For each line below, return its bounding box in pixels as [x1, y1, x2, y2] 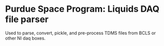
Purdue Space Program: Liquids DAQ [5, 3, 160, 15]
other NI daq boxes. [5, 35, 46, 41]
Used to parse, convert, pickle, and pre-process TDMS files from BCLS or [5, 30, 156, 36]
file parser [5, 14, 49, 25]
